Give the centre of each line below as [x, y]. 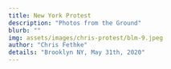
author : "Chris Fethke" [48, 45]
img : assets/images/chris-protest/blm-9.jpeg [85, 38]
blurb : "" [25, 30]
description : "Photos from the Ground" [75, 23]
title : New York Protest [50, 15]
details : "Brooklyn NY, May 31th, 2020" [77, 52]
